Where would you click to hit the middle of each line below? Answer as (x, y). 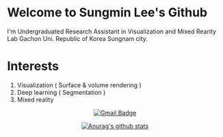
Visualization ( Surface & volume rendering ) (79, 85)
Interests (33, 66)
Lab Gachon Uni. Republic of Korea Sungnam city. (78, 38)
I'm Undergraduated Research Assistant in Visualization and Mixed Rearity (112, 31)
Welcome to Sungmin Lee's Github (107, 13)
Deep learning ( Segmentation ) (61, 92)
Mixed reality (35, 100)
